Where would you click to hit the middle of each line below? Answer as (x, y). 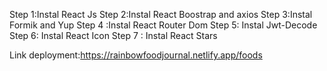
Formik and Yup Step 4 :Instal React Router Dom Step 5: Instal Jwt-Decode (163, 25)
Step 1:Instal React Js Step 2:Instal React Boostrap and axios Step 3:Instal (161, 14)
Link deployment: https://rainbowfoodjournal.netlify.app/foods (136, 55)
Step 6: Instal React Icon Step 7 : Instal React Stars (113, 35)
